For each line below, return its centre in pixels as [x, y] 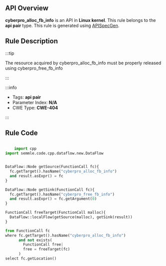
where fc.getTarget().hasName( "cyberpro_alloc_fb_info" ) [66, 235]
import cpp [25, 149]
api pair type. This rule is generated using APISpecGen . [62, 25]
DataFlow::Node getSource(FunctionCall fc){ [52, 167]
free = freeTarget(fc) [47, 249]
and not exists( [35, 240]
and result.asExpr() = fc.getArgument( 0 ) [53, 199]
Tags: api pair [27, 97]
